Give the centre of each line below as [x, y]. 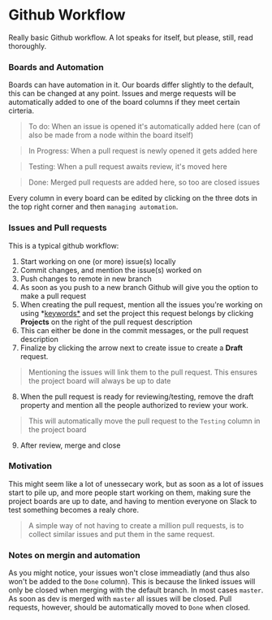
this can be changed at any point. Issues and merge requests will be [123, 93]
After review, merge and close [70, 445]
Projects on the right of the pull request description [106, 322]
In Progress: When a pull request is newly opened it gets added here [143, 151]
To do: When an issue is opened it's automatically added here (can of [145, 127]
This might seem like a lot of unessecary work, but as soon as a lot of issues [136, 483]
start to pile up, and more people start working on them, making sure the [130, 492]
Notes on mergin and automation [74, 555]
